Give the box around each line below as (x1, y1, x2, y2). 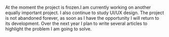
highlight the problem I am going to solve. (5, 26, 92, 32)
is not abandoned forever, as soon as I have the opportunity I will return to (5, 15, 159, 21)
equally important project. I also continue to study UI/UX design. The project (5, 10, 164, 16)
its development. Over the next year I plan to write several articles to (5, 20, 148, 26)
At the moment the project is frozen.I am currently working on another (5, 5, 151, 10)
